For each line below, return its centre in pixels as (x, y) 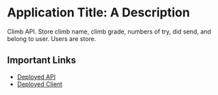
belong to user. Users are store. (52, 38)
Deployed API (36, 77)
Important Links (42, 60)
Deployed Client (40, 84)
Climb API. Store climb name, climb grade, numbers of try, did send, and (109, 31)
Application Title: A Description (99, 13)
